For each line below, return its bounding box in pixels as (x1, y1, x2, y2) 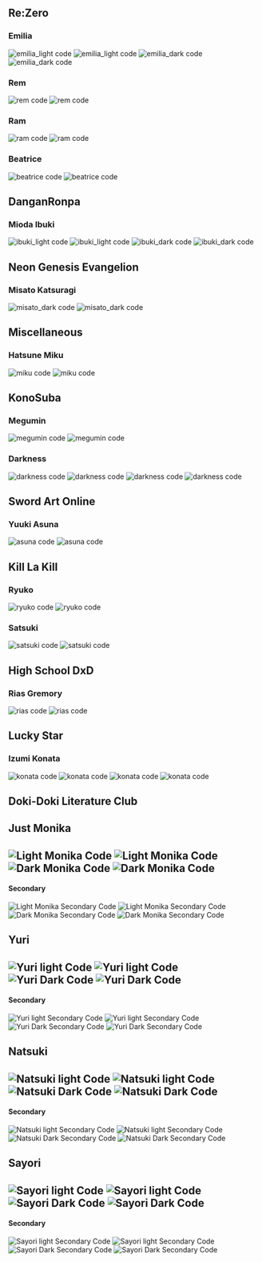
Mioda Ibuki (8, 219, 55, 230)
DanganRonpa (8, 195, 81, 208)
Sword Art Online (8, 495, 96, 508)
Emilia (8, 30, 33, 42)
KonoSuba (8, 392, 62, 405)
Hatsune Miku (8, 350, 64, 361)
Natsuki (8, 1045, 48, 1059)
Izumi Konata (8, 753, 61, 764)
